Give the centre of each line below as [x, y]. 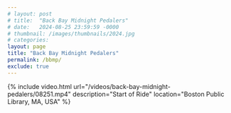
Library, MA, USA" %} [39, 101]
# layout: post [30, 14]
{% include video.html [40, 86]
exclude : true [28, 66]
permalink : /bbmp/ [34, 60]
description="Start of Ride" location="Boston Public [148, 94]
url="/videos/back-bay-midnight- [122, 86]
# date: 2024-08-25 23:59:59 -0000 [63, 27]
